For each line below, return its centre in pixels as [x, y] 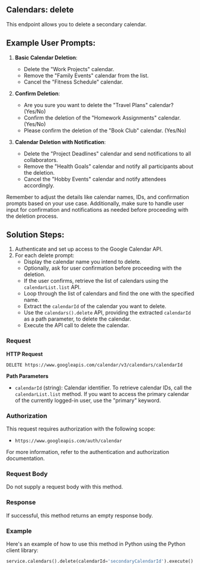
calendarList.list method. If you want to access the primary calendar [102, 394]
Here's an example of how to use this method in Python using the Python [96, 544]
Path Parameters [27, 376]
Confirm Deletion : [37, 93]
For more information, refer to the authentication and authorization [88, 452]
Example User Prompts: [51, 43]
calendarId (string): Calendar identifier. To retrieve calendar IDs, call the [103, 388]
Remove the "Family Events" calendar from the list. [86, 75]
